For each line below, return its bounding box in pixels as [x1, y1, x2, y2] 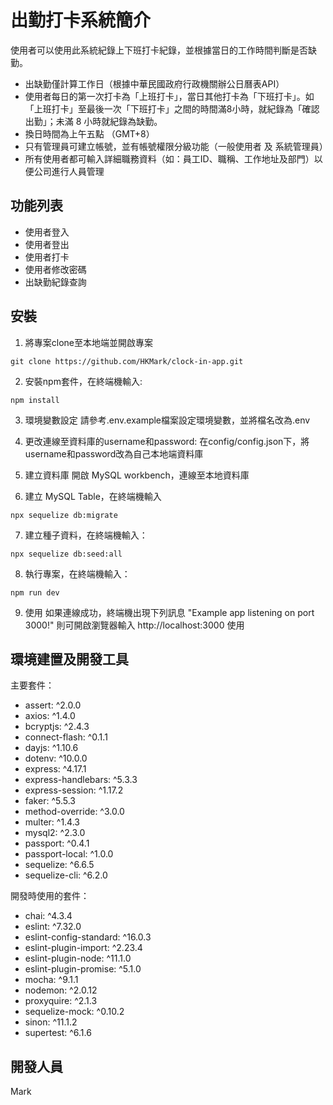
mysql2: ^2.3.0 [24, 827, 86, 839]
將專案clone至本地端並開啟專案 [24, 336, 154, 348]
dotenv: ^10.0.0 [24, 752, 88, 765]
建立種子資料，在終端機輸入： [24, 529, 148, 541]
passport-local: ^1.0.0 [24, 848, 114, 860]
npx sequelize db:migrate [10, 510, 118, 520]
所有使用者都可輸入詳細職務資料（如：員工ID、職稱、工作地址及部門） [24, 152, 315, 165]
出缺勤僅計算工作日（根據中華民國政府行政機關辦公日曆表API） [24, 77, 285, 90]
